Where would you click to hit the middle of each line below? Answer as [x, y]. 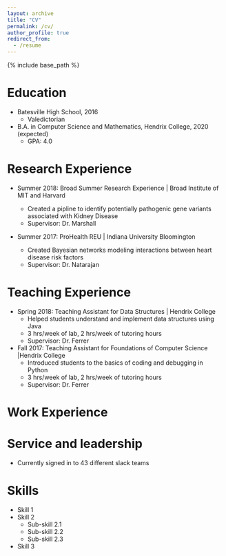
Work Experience [58, 412]
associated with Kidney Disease [73, 216]
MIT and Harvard [41, 195]
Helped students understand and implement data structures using [121, 319]
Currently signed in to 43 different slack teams [83, 462]
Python [38, 370]
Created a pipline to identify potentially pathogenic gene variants [119, 208]
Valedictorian [46, 119]
